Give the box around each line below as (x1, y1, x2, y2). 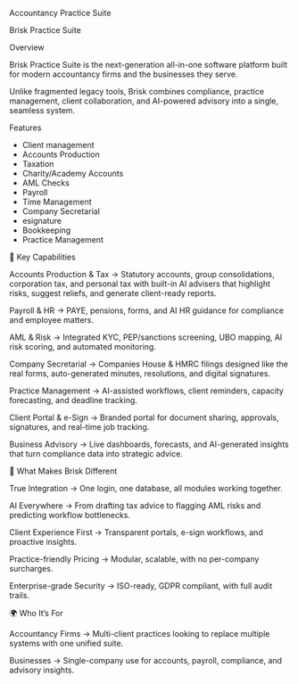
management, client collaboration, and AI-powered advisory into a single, (9, 95, 279, 106)
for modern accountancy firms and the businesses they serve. (9, 69, 238, 79)
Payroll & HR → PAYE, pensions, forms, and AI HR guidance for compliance (9, 305, 284, 316)
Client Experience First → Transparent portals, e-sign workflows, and (9, 527, 263, 538)
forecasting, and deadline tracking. (9, 395, 138, 405)
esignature (21, 216, 62, 226)
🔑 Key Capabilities (9, 251, 76, 262)
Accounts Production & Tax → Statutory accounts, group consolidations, (9, 269, 275, 279)
